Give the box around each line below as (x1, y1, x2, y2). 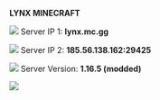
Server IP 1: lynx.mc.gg (20, 26, 109, 37)
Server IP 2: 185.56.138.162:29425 (20, 45, 152, 55)
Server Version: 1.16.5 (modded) (20, 63, 142, 74)
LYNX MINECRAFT (9, 8, 80, 18)
